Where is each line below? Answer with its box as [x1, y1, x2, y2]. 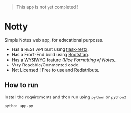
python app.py [4, 103, 33, 108]
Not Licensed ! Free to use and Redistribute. [11, 67, 100, 73]
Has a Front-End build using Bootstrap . [11, 51, 89, 57]
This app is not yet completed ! [16, 4, 79, 10]
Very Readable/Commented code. [11, 62, 80, 67]
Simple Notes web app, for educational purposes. [4, 37, 104, 43]
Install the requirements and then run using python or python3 [4, 94, 127, 100]
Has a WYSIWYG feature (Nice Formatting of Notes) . [11, 57, 117, 63]
